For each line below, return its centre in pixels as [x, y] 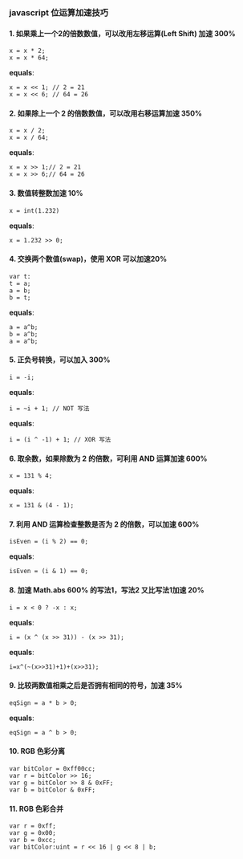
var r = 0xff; [33, 826]
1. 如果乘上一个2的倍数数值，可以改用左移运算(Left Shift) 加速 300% [122, 33]
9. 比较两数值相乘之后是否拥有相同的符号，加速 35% [96, 686]
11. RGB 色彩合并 [36, 808]
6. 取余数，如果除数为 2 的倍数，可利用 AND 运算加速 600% [108, 458]
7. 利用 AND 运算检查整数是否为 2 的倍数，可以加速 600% [104, 524]
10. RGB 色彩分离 [37, 751]
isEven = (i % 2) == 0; [49, 542]
